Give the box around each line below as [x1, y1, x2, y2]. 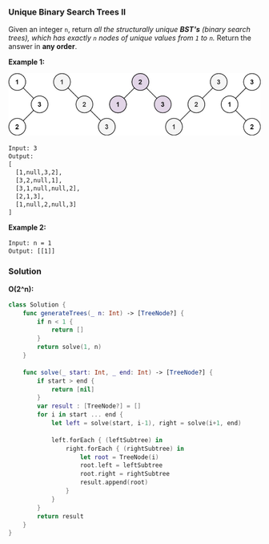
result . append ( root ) [79, 478, 149, 487]
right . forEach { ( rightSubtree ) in [65, 445, 184, 453]
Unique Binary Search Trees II [8, 6, 126, 18]
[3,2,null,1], [15, 177, 62, 185]
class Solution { [8, 300, 66, 309]
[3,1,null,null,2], [15, 185, 81, 193]
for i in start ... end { [37, 411, 124, 419]
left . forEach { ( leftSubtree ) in [50, 436, 163, 444]
